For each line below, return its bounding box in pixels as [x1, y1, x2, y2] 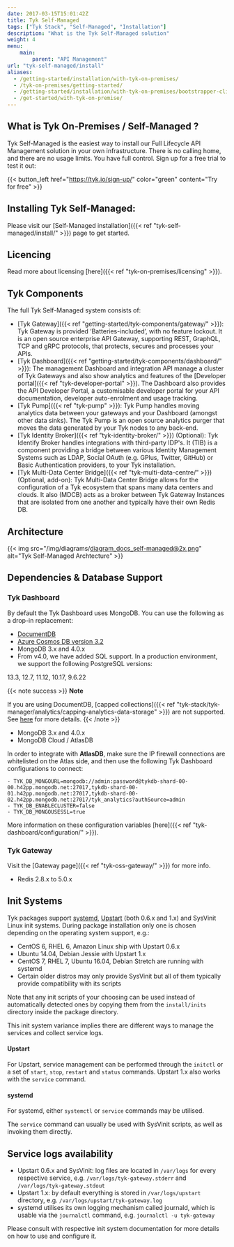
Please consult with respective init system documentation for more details [7, 1225, 219, 1233]
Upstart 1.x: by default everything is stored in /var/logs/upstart [17, 1189, 201, 1197]
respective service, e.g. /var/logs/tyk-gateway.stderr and [17, 1174, 187, 1182]
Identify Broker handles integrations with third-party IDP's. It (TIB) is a [17, 438, 218, 447]
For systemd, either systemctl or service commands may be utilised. [7, 1107, 204, 1115]
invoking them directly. [7, 1127, 73, 1136]
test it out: [7, 161, 36, 170]
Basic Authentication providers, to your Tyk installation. [17, 461, 176, 469]
